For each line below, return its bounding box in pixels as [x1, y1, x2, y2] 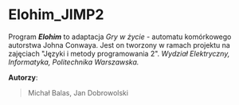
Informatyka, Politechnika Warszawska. [8, 57, 139, 67]
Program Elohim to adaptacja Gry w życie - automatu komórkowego [8, 32, 232, 41]
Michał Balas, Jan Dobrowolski [27, 87, 129, 97]
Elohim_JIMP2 [8, 6, 104, 24]
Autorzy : [8, 72, 38, 82]
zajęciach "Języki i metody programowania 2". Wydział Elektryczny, [8, 49, 230, 58]
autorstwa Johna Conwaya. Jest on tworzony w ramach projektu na [8, 40, 231, 49]
